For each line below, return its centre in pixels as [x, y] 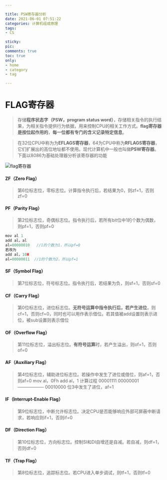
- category [16, 70]
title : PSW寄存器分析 [26, 14]
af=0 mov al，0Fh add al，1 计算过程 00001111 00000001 [80, 380]
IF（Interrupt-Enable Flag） [34, 399]
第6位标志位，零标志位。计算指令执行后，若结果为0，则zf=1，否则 [86, 190]
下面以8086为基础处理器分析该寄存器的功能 [62, 155]
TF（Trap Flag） [22, 460]
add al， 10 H [17, 254]
